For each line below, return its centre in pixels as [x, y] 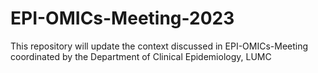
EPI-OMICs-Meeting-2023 [122, 18]
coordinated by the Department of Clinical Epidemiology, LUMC [141, 56]
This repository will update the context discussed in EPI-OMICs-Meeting [159, 46]
